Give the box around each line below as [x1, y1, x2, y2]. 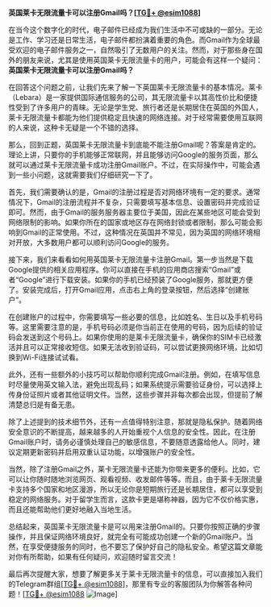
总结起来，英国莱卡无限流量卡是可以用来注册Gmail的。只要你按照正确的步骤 [8, 522, 261, 531]
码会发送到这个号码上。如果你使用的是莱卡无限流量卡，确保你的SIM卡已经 [8, 332, 255, 342]
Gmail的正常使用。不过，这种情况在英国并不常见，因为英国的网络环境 [22, 227, 254, 237]
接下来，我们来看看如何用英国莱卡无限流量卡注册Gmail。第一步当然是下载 [8, 255, 254, 264]
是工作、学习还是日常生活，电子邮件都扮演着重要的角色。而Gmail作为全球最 [8, 35, 261, 44]
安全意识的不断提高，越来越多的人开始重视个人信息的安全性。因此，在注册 [8, 427, 256, 436]
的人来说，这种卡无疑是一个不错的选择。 [8, 123, 143, 132]
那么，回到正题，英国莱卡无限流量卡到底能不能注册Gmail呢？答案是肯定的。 [8, 140, 261, 149]
